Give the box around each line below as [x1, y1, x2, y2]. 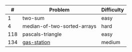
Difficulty [101, 6, 124, 13]
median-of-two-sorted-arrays [22, 23, 96, 29]
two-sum [22, 15, 45, 21]
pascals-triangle [22, 31, 62, 38]
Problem [49, 6, 70, 13]
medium [101, 39, 120, 46]
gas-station [22, 39, 50, 46]
